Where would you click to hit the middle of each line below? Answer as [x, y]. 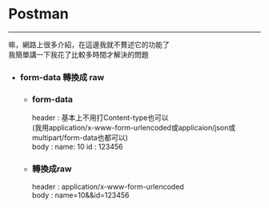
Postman [39, 14]
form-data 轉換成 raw [62, 77]
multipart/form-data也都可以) [80, 138]
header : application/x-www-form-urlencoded [108, 187]
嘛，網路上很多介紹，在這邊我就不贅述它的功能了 [89, 44]
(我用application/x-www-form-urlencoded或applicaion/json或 [134, 128]
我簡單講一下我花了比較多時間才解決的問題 [78, 54]
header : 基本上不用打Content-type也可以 [100, 118]
